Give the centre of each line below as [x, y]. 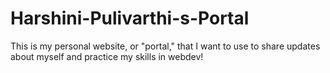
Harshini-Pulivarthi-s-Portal [130, 18]
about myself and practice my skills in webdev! [107, 56]
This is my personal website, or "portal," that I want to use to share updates [165, 46]
